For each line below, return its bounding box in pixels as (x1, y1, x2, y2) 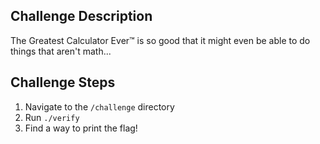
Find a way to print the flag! (24, 122, 138, 134)
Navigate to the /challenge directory (24, 100, 175, 113)
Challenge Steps (10, 74, 116, 91)
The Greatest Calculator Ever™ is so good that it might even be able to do (10, 34, 311, 46)
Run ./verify (24, 111, 80, 123)
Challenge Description (10, 8, 153, 25)
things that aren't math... (10, 45, 112, 57)
